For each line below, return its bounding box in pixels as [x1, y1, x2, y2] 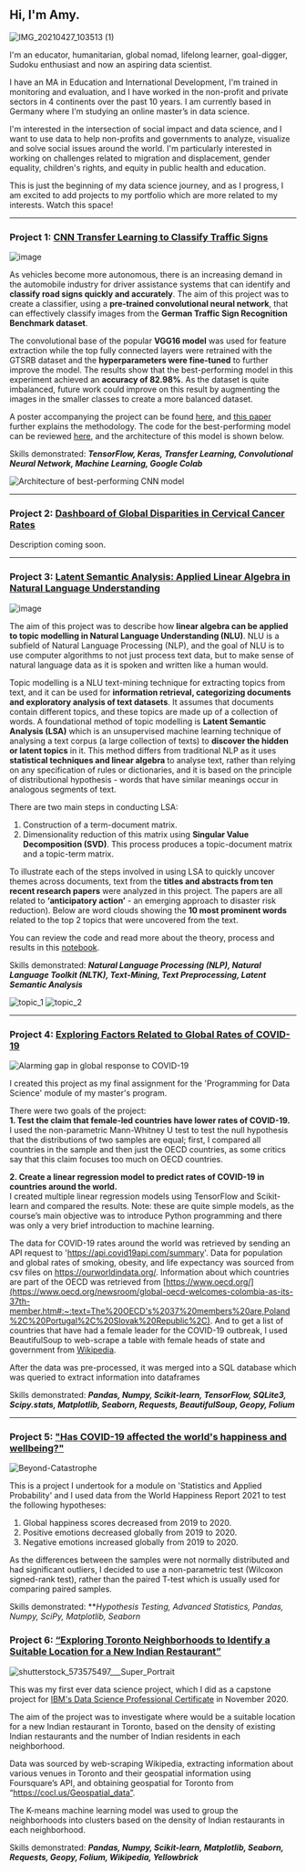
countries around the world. [9, 1182, 118, 1192]
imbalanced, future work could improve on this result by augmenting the [9, 384, 280, 395]
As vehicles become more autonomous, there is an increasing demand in [9, 269, 283, 280]
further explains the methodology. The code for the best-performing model [9, 421, 291, 432]
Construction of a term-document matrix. [22, 819, 178, 830]
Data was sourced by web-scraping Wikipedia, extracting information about [9, 1758, 294, 1769]
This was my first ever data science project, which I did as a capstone [9, 1684, 271, 1695]
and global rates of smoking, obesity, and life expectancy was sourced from [9, 1257, 294, 1267]
